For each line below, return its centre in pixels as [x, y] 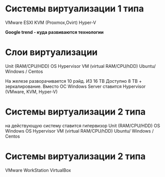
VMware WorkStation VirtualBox [38, 170]
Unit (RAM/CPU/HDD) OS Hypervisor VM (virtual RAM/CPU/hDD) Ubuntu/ [81, 66]
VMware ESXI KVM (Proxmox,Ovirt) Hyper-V [51, 22]
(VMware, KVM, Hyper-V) [31, 91]
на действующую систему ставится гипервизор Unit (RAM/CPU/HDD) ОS [83, 126]
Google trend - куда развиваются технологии [54, 32]
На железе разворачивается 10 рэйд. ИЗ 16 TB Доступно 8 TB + [74, 81]
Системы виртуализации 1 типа [75, 9]
